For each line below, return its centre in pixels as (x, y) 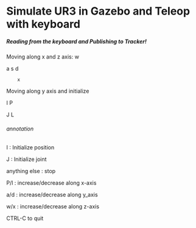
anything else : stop (31, 171)
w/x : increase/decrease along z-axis (53, 207)
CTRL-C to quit (25, 218)
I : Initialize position (30, 148)
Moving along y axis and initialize (48, 91)
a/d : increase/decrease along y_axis (52, 195)
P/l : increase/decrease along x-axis (51, 183)
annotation (20, 129)
